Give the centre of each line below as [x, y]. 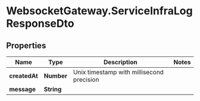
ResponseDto [40, 23]
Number [56, 76]
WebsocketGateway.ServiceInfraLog [99, 11]
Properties [26, 45]
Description [121, 62]
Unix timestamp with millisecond [118, 72]
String [53, 89]
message [22, 89]
